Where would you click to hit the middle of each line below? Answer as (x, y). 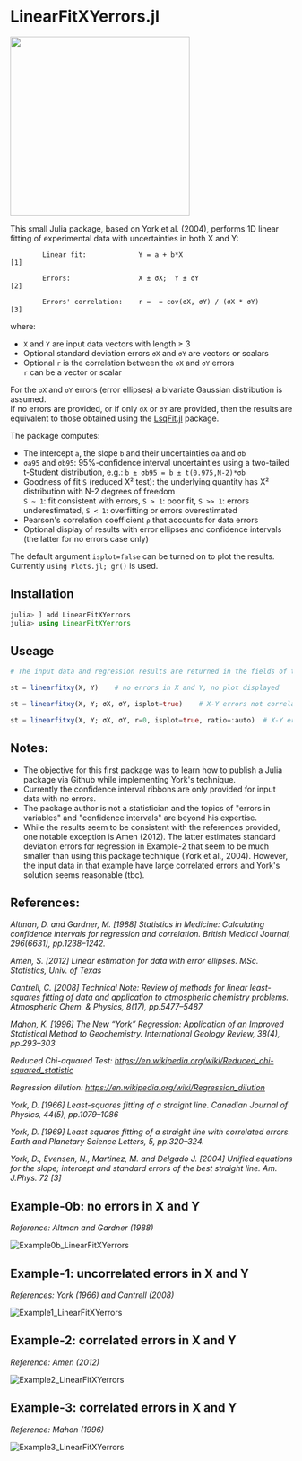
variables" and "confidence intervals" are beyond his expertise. (140, 818)
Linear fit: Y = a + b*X (112, 254)
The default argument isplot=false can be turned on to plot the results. (142, 556)
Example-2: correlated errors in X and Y (123, 1340)
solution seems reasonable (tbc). (84, 875)
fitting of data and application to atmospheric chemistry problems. (166, 997)
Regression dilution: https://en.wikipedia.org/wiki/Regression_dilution (138, 1088)
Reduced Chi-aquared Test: (61, 1061)
